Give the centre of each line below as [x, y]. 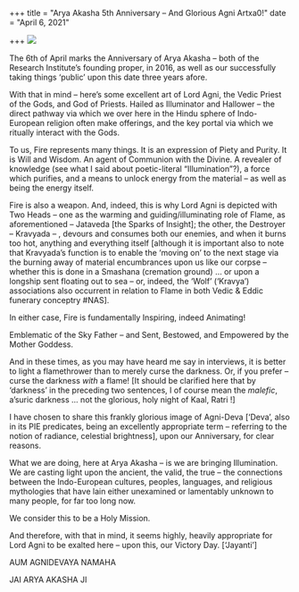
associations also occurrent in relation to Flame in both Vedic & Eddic [136, 291]
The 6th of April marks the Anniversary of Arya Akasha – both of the [134, 58]
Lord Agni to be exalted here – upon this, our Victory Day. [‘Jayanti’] [133, 545]
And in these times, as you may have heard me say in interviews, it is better [148, 362]
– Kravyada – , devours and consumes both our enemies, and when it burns [148, 233]
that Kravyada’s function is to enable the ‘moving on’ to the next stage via [144, 253]
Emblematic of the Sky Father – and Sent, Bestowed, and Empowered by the [149, 335]
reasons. [25, 445]
